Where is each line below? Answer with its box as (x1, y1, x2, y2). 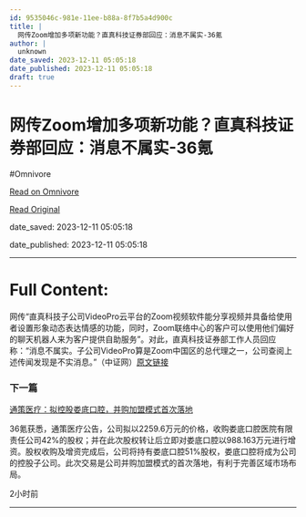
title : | (9, 22, 43, 31)
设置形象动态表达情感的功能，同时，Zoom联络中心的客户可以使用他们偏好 (16, 322, 294, 333)
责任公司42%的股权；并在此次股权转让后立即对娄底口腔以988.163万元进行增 (9, 434, 296, 445)
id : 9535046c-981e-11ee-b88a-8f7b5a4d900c (9, 13, 173, 23)
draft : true (9, 73, 55, 82)
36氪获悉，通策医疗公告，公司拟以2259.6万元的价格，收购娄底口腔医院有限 (9, 423, 293, 434)
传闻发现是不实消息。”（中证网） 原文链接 (16, 357, 169, 367)
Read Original (9, 203, 61, 214)
